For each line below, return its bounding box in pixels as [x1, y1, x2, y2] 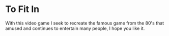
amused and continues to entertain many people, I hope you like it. [5, 25, 145, 31]
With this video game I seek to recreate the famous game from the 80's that [5, 20, 164, 26]
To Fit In [5, 3, 40, 15]
